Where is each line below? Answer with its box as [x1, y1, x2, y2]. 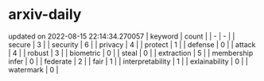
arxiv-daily [8, 6, 82, 24]
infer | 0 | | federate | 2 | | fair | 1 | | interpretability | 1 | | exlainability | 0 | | [8, 57, 248, 66]
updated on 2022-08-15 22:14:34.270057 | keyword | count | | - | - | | [8, 31, 235, 41]
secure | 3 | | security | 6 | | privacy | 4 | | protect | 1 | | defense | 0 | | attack [8, 39, 256, 49]
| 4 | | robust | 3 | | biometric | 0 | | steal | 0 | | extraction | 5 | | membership [8, 48, 254, 57]
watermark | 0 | [8, 64, 59, 74]
